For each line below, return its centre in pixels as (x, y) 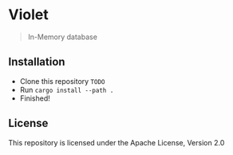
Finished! (35, 98)
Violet (29, 15)
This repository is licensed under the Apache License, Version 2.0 (116, 142)
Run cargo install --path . (67, 89)
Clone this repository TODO (62, 81)
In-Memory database (63, 37)
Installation (37, 62)
